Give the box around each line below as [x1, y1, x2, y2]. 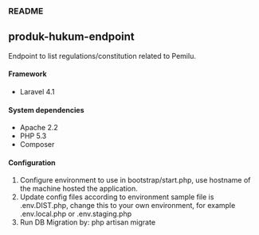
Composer [19, 140, 55, 149]
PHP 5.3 [19, 131, 47, 141]
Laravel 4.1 [19, 87, 55, 96]
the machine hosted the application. [19, 184, 138, 194]
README [8, 6, 44, 17]
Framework [8, 69, 47, 79]
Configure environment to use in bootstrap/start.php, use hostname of [19, 175, 251, 185]
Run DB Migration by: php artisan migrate [19, 218, 156, 227]
